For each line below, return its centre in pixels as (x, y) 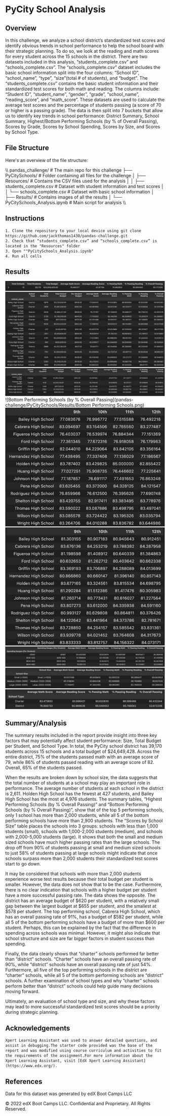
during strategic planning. (32, 1012)
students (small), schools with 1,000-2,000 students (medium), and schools (84, 832)
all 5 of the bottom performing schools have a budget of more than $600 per (85, 922)
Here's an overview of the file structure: (47, 160)
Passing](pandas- (115, 399)
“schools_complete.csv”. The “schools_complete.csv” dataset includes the (83, 67)
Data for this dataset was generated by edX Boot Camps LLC (69, 1094)
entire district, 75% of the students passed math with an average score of (82, 757)
